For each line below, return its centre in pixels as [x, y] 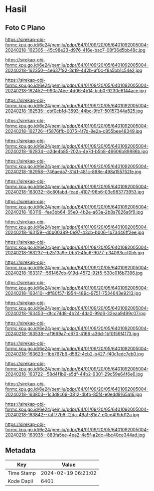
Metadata [20, 450]
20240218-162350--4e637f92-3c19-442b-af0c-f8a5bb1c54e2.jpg [74, 70]
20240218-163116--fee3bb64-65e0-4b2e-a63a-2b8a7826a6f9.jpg [74, 212]
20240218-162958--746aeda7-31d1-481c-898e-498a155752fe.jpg [74, 171]
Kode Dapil [20, 481]
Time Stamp [22, 473]
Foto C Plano [25, 28]
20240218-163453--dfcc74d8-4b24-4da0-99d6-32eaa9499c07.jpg [76, 313]
